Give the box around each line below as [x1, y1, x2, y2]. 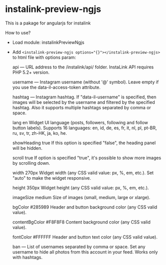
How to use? [5, 29, 31, 35]
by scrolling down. [12, 160, 51, 166]
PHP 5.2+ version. [12, 69, 50, 75]
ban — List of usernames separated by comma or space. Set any [12, 244, 146, 250]
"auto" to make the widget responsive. [12, 175, 91, 181]
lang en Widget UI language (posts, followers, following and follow [12, 119, 148, 125]
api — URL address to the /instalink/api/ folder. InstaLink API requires [12, 64, 154, 70]
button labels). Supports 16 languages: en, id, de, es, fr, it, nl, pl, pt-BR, [12, 125, 157, 131]
